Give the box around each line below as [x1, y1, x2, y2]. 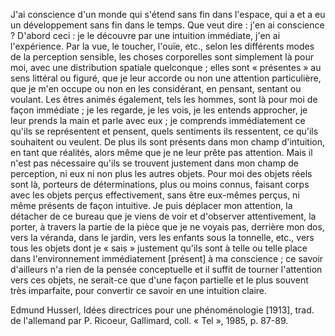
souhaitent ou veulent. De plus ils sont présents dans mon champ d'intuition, [10, 136, 325, 148]
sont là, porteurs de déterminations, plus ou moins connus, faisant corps [10, 179, 310, 190]
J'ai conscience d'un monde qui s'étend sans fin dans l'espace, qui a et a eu [10, 9, 326, 20]
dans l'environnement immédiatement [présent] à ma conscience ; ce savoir [10, 253, 324, 264]
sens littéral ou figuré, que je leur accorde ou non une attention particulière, [10, 72, 322, 84]
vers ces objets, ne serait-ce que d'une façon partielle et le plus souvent [10, 274, 309, 286]
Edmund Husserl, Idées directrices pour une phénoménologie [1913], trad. [10, 304, 315, 316]
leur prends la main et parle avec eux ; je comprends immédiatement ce [10, 115, 306, 126]
